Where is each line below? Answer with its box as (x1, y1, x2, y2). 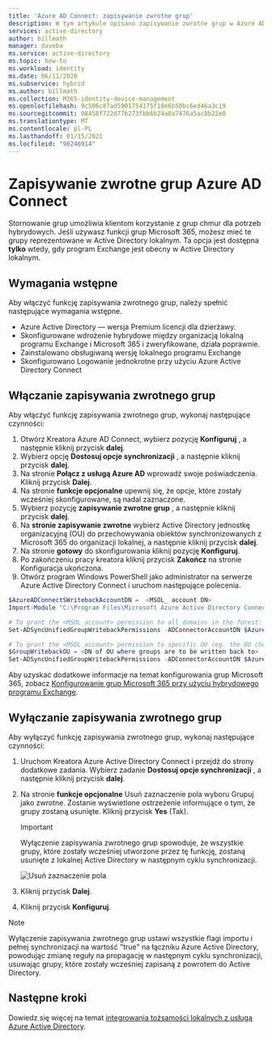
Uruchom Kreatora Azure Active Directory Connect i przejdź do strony (19, 757, 254, 765)
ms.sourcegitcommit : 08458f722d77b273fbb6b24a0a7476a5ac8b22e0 (8, 110, 227, 118)
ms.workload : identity (8, 65, 85, 73)
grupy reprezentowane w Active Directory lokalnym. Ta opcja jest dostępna (8, 235, 259, 245)
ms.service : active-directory (8, 49, 111, 57)
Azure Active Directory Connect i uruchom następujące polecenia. (19, 580, 241, 591)
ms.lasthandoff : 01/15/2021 (8, 132, 104, 140)
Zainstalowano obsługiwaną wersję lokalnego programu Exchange (19, 348, 241, 358)
